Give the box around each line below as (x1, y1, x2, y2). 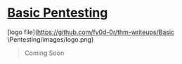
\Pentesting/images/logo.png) (7, 35, 94, 43)
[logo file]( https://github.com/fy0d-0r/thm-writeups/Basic (7, 28, 175, 36)
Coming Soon (24, 49, 65, 57)
